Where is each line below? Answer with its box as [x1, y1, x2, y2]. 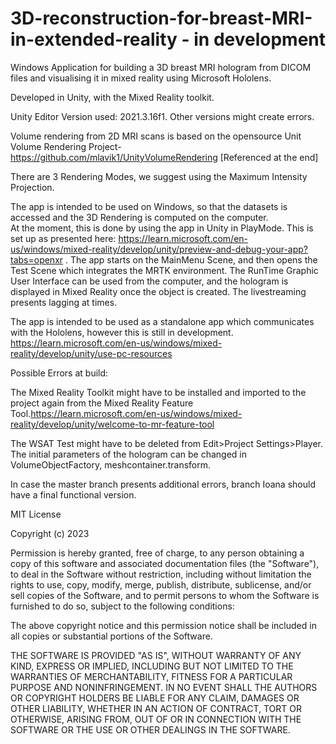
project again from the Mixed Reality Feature [10, 397, 194, 409]
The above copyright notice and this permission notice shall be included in [10, 619, 317, 631]
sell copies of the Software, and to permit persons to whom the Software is [10, 589, 320, 601]
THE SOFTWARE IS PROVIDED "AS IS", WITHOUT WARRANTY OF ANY [10, 649, 302, 661]
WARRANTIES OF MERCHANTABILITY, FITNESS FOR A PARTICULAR [10, 670, 293, 682]
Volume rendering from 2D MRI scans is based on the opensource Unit [10, 130, 302, 142]
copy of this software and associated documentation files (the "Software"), [10, 557, 320, 569]
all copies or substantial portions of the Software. [10, 630, 213, 642]
